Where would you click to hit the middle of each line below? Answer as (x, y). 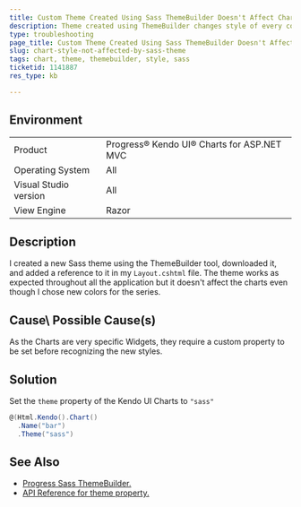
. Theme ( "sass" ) (46, 434)
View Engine (40, 210)
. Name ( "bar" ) (42, 425)
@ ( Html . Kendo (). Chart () (54, 417)
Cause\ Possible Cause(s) (83, 320)
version (30, 195)
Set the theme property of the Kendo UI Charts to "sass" (112, 401)
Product (30, 150)
